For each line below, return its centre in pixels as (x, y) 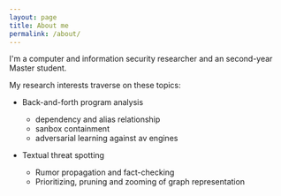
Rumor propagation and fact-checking (105, 172)
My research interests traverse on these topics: (95, 86)
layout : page (33, 17)
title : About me (39, 26)
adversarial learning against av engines (106, 139)
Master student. (38, 68)
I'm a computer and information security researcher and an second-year (141, 59)
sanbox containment (72, 129)
